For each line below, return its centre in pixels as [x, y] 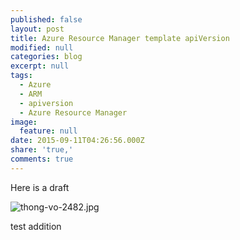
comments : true [42, 159]
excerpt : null [40, 66]
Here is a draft [40, 187]
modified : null [42, 47]
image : [24, 122]
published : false [46, 19]
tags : [21, 76]
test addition [36, 226]
